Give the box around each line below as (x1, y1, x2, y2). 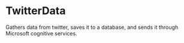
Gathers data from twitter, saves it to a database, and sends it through (5, 24, 179, 31)
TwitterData (5, 4, 66, 18)
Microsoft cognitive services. (5, 29, 77, 37)
